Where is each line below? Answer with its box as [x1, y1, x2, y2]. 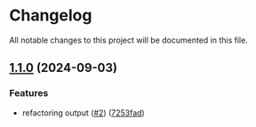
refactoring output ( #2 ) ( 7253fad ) [21, 107, 145, 118]
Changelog [9, 5, 92, 26]
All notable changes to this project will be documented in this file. [9, 35, 249, 45]
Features [9, 87, 49, 99]
